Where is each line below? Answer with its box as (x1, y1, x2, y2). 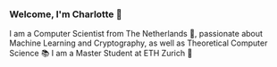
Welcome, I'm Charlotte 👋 (9, 8, 122, 21)
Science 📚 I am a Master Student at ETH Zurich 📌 (9, 48, 193, 59)
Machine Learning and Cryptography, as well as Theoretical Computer (9, 38, 268, 48)
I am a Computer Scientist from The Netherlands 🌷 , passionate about (9, 29, 264, 39)
